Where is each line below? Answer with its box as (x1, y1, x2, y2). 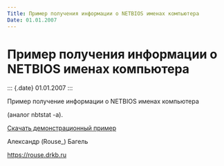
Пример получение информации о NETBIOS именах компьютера (7, 98, 199, 106)
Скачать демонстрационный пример (7, 124, 117, 132)
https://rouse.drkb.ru (7, 151, 67, 159)
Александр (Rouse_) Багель (7, 138, 88, 146)
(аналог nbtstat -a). (7, 111, 64, 119)
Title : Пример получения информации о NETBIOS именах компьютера (7, 10, 199, 17)
